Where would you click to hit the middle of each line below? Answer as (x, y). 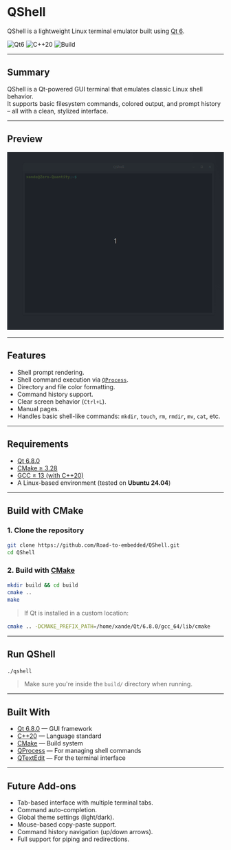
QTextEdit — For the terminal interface (71, 758)
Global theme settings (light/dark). (66, 817)
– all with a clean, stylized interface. (58, 111)
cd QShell (21, 553)
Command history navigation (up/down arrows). (85, 832)
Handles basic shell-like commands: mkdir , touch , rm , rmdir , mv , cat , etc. (119, 416)
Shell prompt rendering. (51, 372)
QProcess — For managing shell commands (79, 751)
